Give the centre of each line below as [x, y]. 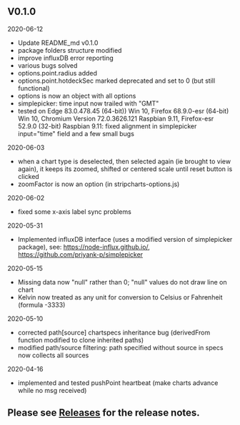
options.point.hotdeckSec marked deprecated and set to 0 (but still [116, 81]
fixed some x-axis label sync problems [75, 211]
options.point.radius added [57, 73]
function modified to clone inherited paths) [81, 340]
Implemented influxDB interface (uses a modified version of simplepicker [125, 239]
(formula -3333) [41, 304]
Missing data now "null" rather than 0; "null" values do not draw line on [122, 282]
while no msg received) [52, 390]
